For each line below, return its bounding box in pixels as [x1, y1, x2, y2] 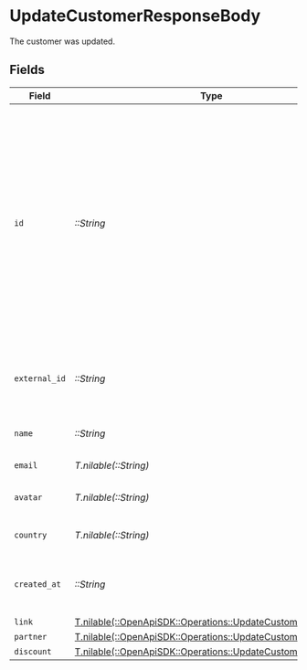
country [14, 529, 48, 540]
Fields [9, 62, 46, 78]
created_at [14, 579, 61, 590]
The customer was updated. [9, 36, 116, 47]
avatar [14, 492, 43, 503]
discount [14, 646, 52, 656]
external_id [14, 373, 67, 384]
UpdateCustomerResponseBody [9, 5, 261, 27]
